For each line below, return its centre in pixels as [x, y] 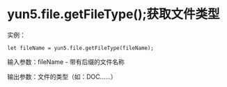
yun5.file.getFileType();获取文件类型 [114, 14]
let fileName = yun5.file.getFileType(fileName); [81, 48]
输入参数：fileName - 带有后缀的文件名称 [66, 62]
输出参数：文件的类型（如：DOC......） [62, 77]
